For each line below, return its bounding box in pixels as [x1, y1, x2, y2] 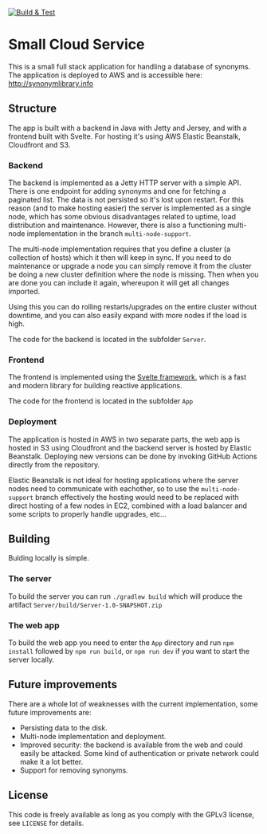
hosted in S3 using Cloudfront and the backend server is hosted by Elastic [8, 443, 252, 452]
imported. [8, 287, 41, 297]
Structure [8, 102, 57, 116]
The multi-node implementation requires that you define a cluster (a [8, 244, 231, 254]
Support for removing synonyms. [19, 765, 129, 775]
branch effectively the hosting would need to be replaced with [35, 492, 239, 502]
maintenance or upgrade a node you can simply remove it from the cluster [8, 262, 253, 271]
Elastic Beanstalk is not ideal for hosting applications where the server [8, 475, 239, 485]
